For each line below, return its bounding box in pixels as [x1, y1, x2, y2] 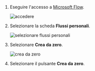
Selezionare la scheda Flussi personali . [9, 23, 90, 29]
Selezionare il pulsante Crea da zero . [9, 61, 85, 66]
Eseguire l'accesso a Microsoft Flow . [9, 4, 85, 10]
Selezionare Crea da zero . [9, 42, 63, 48]
